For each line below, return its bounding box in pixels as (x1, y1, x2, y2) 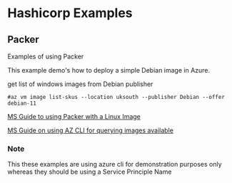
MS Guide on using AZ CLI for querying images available (7, 126, 173, 135)
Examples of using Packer (7, 52, 84, 61)
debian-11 (7, 100, 37, 107)
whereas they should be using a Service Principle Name (7, 167, 172, 176)
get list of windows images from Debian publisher (7, 80, 153, 88)
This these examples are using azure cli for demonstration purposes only (7, 160, 223, 169)
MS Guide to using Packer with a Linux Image (7, 113, 141, 120)
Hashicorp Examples (7, 5, 133, 21)
